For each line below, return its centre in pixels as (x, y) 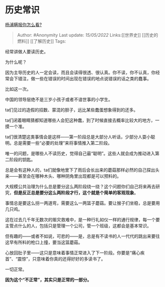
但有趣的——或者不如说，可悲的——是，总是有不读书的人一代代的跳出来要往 (82, 236)
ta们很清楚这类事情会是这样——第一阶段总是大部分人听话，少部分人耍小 (78, 137)
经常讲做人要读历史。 (27, 52)
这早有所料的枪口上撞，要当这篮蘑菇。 (44, 242)
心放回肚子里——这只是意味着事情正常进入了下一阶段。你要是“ (69, 253)
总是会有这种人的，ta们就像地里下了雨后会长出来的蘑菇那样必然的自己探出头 (82, 170)
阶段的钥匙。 (22, 159)
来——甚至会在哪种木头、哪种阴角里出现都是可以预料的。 (63, 176)
